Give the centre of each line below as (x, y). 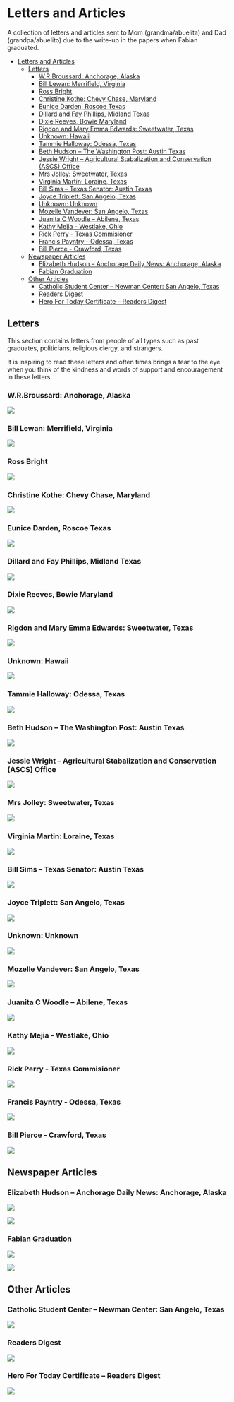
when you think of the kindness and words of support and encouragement (115, 369)
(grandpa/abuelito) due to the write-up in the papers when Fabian (103, 40)
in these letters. (30, 376)
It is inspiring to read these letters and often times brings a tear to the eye (114, 362)
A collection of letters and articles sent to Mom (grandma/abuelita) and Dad (117, 32)
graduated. (23, 47)
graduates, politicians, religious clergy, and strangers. (85, 348)
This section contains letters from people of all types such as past (103, 340)
